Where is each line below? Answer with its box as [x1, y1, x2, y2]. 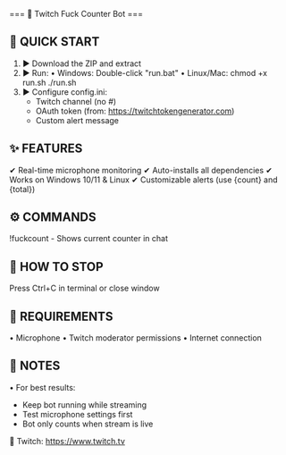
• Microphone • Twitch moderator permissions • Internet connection [9, 333, 262, 343]
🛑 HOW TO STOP [9, 259, 105, 274]
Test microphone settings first [21, 409, 133, 419]
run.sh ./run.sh [21, 77, 77, 88]
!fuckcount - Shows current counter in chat [9, 233, 168, 244]
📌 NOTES [9, 358, 61, 374]
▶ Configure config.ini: [21, 86, 107, 97]
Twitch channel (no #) [35, 96, 117, 106]
